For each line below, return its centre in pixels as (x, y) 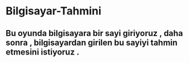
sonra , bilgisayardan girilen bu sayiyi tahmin (91, 42)
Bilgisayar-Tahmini (54, 11)
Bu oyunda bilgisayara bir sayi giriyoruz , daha (94, 33)
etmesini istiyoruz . (43, 52)
